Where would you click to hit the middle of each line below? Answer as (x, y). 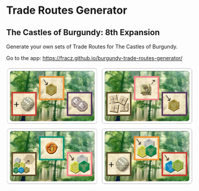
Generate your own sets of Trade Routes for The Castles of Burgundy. (92, 46)
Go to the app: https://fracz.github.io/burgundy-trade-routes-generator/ (94, 58)
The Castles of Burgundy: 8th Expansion (83, 32)
